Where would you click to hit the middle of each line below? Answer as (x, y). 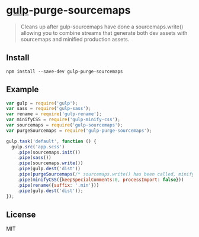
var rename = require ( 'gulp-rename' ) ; (54, 114)
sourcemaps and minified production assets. (75, 39)
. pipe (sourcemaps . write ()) (50, 163)
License (21, 214)
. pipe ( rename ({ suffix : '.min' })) (58, 185)
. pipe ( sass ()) (34, 158)
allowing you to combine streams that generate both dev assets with (104, 33)
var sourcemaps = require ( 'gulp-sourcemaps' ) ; (65, 125)
